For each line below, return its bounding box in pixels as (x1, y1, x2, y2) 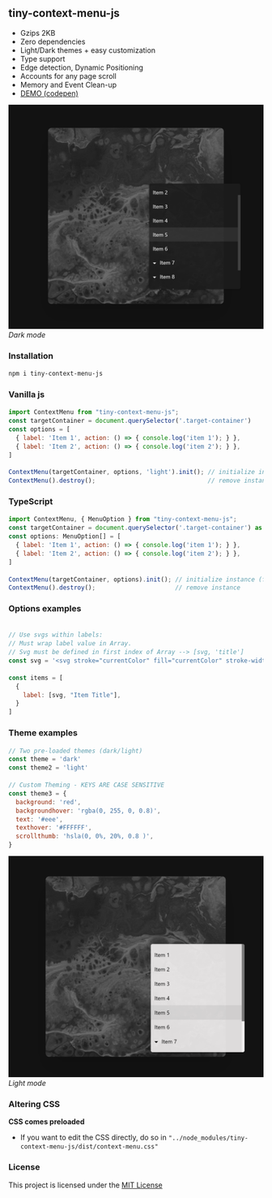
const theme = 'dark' (8, 755, 82, 764)
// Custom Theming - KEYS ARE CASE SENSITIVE (8, 781, 164, 790)
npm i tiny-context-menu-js (8, 369, 104, 378)
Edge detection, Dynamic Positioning (19, 62, 144, 72)
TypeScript (8, 496, 53, 507)
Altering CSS (8, 1099, 61, 1110)
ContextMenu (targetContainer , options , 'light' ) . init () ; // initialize (8, 468, 255, 476)
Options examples (8, 603, 82, 614)
